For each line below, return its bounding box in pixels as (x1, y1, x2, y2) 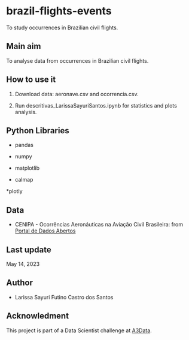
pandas (14, 142, 34, 149)
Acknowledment (6, 311, 69, 321)
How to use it (6, 75, 56, 85)
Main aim (6, 41, 41, 51)
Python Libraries (6, 125, 70, 136)
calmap (14, 176, 33, 183)
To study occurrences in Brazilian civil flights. (6, 24, 118, 31)
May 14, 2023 (6, 261, 40, 267)
